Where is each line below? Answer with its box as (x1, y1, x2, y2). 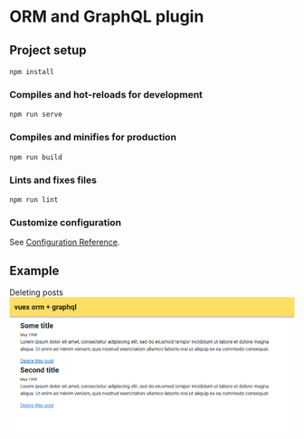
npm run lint (9, 195, 59, 205)
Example (9, 262, 60, 278)
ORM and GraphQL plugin (9, 6, 204, 27)
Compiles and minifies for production (9, 131, 176, 144)
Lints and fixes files (9, 174, 98, 186)
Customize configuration (9, 215, 122, 228)
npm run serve (9, 110, 63, 119)
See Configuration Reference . (9, 237, 120, 248)
